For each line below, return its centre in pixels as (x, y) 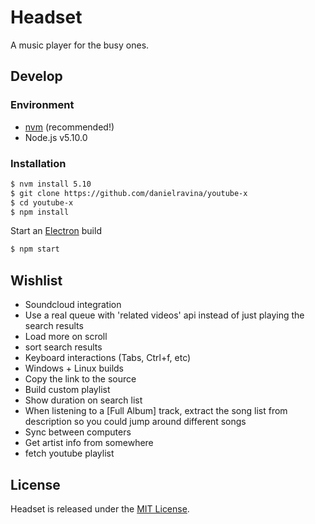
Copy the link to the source (80, 379)
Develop (36, 76)
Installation (38, 163)
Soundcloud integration (73, 305)
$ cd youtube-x (42, 202)
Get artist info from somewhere (89, 443)
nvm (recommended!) (69, 127)
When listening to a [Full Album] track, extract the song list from (156, 411)
